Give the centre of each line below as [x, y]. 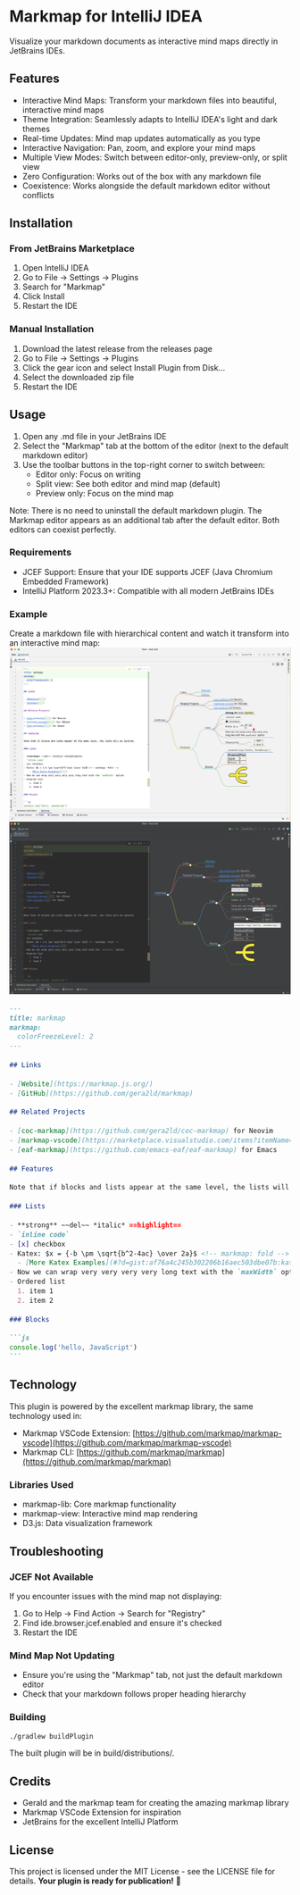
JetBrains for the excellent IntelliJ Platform [100, 1822]
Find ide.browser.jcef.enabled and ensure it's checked [122, 1623]
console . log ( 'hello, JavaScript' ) [74, 1348]
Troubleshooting [57, 1551]
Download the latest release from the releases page [117, 348]
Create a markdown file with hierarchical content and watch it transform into [150, 634]
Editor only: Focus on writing [88, 474]
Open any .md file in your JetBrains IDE [94, 436]
